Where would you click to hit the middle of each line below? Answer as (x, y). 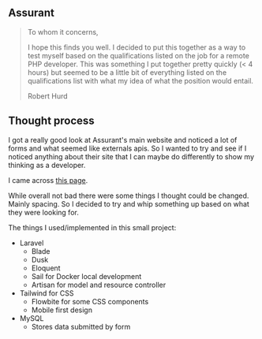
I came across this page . (48, 180)
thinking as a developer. (47, 165)
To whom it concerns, (63, 32)
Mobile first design (62, 310)
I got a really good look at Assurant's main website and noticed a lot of (123, 140)
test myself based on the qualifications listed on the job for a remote (138, 55)
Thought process (51, 121)
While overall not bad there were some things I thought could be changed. (129, 196)
